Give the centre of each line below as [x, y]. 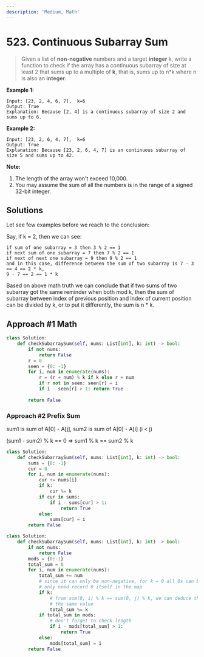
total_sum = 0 [46, 564]
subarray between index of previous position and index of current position [99, 299]
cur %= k [60, 492]
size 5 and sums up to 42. [40, 155]
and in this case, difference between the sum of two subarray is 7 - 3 [100, 264]
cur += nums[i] [58, 480]
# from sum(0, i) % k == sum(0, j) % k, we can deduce [120, 598]
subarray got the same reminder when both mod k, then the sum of [90, 292]
